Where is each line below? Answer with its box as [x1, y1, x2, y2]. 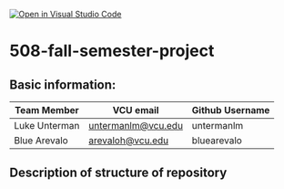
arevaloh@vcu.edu [88, 134, 169, 146]
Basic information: [9, 77, 117, 92]
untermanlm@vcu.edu [88, 120, 184, 131]
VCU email [112, 104, 159, 116]
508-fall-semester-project [9, 41, 215, 61]
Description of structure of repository [9, 165, 228, 181]
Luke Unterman [14, 120, 80, 131]
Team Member [15, 104, 79, 116]
